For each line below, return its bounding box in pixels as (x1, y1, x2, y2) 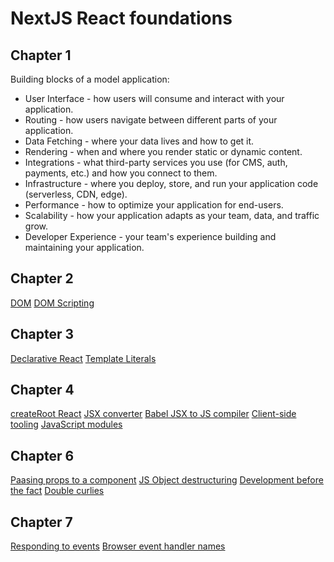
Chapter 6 (10, 447, 75, 464)
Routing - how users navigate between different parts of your (24, 114, 278, 126)
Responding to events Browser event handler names (10, 540, 226, 552)
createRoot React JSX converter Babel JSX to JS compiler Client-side (10, 408, 297, 420)
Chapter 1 (10, 47, 72, 64)
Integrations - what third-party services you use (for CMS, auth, (24, 157, 288, 168)
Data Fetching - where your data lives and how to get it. (24, 135, 255, 147)
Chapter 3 (10, 326, 75, 343)
